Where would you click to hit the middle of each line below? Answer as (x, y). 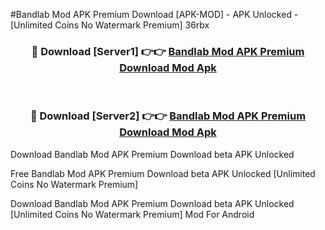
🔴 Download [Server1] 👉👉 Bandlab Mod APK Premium (168, 51)
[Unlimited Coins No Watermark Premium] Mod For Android (132, 214)
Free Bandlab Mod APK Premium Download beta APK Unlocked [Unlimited (163, 173)
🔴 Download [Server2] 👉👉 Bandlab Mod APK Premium (168, 116)
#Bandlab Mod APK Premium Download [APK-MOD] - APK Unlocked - (154, 14)
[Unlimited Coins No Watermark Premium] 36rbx (110, 25)
